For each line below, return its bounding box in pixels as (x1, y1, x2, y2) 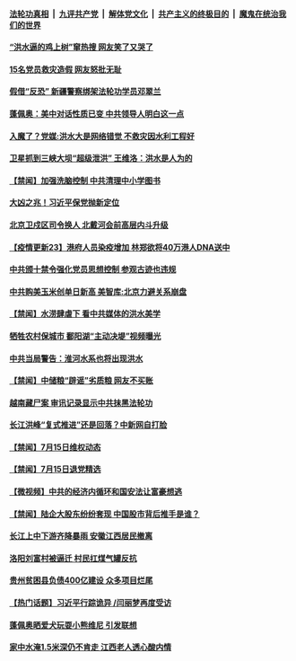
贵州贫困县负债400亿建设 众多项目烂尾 (9, 575, 153, 586)
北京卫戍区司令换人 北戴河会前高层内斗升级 (9, 219, 169, 230)
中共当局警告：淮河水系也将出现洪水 (9, 353, 144, 364)
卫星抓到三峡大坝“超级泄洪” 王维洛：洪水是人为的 (9, 153, 193, 163)
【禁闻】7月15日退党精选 (9, 463, 101, 475)
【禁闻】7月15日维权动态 (9, 441, 101, 453)
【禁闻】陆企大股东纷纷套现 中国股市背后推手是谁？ (9, 508, 200, 519)
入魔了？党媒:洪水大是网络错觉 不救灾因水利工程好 (9, 130, 195, 141)
